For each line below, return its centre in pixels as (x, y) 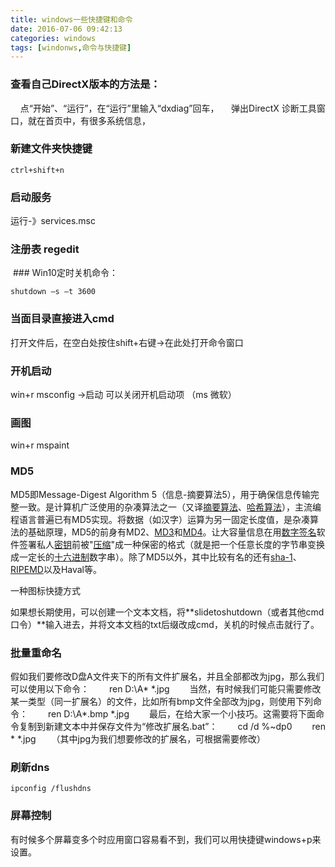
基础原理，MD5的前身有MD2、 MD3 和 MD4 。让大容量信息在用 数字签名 (172, 532)
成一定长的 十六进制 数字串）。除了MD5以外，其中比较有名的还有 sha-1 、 (156, 557)
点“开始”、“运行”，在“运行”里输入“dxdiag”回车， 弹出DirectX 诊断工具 (168, 108)
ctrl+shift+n (37, 170)
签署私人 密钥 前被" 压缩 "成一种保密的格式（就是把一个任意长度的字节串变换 (172, 544)
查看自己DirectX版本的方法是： (85, 84)
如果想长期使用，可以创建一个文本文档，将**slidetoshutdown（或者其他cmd (167, 612)
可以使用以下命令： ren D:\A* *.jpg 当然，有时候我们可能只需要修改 (166, 688)
